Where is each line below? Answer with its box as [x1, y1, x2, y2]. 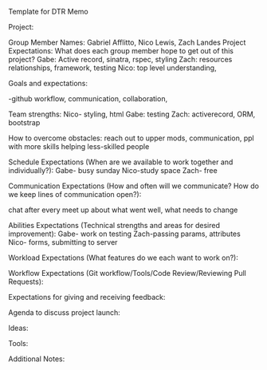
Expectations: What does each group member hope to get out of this [8, 46, 234, 55]
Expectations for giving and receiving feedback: [8, 293, 166, 301]
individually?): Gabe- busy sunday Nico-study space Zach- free [8, 166, 218, 175]
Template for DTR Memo [8, 7, 89, 16]
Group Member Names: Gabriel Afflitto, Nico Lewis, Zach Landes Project [8, 37, 246, 47]
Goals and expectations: [8, 79, 88, 88]
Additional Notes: [8, 354, 65, 364]
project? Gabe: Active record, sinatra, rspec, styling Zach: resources [8, 55, 233, 64]
